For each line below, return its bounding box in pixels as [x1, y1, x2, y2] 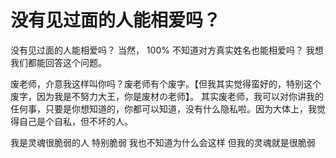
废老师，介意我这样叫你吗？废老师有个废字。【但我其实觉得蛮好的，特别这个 [10, 77, 322, 90]
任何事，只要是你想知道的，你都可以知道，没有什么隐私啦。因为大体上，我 [10, 102, 317, 115]
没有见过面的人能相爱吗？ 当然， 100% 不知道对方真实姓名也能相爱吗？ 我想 [10, 44, 324, 56]
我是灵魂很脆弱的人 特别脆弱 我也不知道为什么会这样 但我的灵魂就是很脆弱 [10, 136, 316, 148]
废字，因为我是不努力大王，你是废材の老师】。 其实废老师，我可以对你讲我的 [10, 90, 324, 102]
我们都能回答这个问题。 [10, 56, 107, 68]
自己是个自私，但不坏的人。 [18, 115, 133, 127]
